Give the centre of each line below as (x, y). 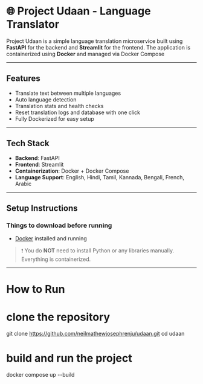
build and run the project (69, 358)
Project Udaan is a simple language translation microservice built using (95, 41)
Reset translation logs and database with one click (78, 112)
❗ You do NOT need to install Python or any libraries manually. (97, 251)
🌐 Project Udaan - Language (79, 11)
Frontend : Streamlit (39, 164)
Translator (33, 24)
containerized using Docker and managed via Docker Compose (85, 54)
